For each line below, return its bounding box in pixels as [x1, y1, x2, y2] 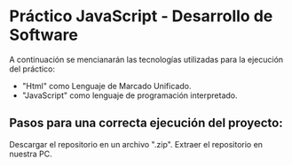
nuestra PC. [9, 148, 52, 159]
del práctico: [9, 64, 56, 74]
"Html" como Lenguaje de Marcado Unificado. [21, 80, 192, 91]
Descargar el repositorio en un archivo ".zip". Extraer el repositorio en [9, 139, 264, 149]
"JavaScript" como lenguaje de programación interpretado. [21, 90, 238, 101]
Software [9, 25, 78, 45]
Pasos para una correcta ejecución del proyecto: [9, 116, 283, 131]
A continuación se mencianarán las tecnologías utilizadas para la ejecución [9, 54, 284, 64]
